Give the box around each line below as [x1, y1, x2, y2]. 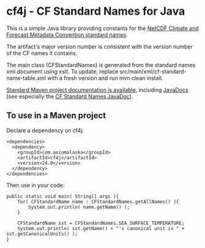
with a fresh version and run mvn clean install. [47, 74, 163, 81]
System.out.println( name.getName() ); [28, 204, 130, 210]
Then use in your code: [6, 181, 65, 189]
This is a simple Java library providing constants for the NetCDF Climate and [6, 24, 199, 32]
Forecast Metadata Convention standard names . [6, 31, 128, 38]
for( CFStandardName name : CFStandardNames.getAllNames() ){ [17, 198, 179, 205]
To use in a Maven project [6, 110, 106, 121]
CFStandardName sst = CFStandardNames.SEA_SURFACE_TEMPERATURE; [17, 220, 185, 226]
